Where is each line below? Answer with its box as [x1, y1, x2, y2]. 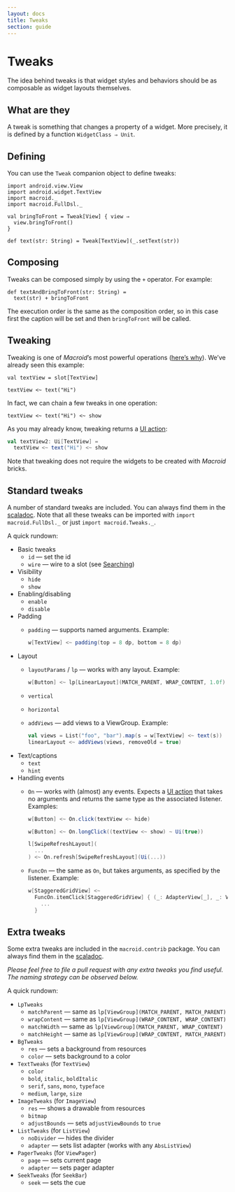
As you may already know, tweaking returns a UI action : [7, 424, 168, 433]
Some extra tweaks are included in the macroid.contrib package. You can [7, 945, 220, 953]
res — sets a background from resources [27, 1044, 147, 1053]
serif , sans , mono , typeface [27, 1082, 105, 1091]
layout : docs [7, 10, 45, 17]
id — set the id [27, 553, 71, 561]
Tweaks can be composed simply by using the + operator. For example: [7, 275, 213, 283]
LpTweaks [17, 1001, 43, 1009]
